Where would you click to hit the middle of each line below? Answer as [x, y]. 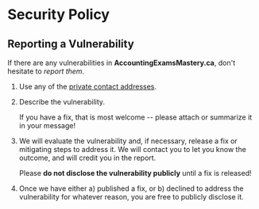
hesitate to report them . [46, 71]
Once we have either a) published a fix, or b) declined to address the [131, 188]
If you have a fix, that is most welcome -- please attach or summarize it [135, 117]
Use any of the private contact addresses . [87, 86]
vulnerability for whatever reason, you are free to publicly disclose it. [131, 197]
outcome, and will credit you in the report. [87, 158]
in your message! [47, 125]
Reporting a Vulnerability [71, 44]
